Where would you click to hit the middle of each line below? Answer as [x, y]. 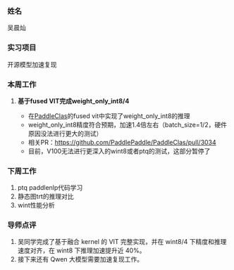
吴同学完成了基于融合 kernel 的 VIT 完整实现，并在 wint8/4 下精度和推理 [122, 242]
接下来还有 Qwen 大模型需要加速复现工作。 [80, 259]
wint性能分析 [36, 205]
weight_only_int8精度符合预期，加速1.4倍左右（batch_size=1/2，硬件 [128, 124]
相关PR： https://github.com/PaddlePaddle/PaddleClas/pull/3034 [122, 142]
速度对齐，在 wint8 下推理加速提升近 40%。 [81, 250]
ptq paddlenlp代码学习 [50, 188]
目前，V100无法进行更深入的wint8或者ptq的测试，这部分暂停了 [119, 151]
